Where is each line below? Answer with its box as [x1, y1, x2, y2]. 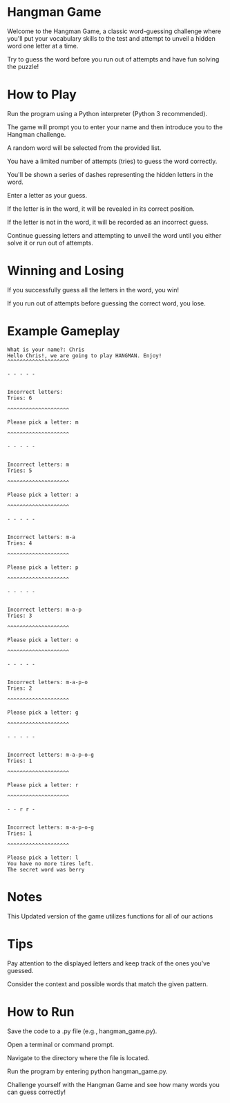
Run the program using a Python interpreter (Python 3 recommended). [7, 109, 208, 117]
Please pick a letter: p [7, 564, 79, 571]
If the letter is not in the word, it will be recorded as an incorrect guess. [7, 218, 209, 226]
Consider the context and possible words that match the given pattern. [7, 979, 209, 988]
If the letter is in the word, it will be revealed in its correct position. [7, 205, 195, 213]
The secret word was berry [7, 866, 85, 873]
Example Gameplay [7, 323, 120, 339]
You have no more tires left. [7, 860, 95, 867]
